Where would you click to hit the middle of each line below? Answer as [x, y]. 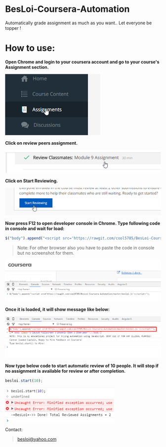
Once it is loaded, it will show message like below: [58, 309]
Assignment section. [27, 67]
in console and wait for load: [35, 228]
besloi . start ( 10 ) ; [24, 381]
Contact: [14, 429]
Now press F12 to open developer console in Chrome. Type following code [83, 223]
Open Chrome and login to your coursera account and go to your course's [82, 62]
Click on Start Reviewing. [32, 181]
